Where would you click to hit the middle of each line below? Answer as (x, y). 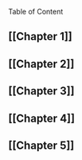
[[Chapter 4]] (42, 118)
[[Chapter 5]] (41, 145)
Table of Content (36, 12)
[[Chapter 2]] (41, 64)
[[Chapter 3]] (41, 91)
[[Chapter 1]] (41, 36)
